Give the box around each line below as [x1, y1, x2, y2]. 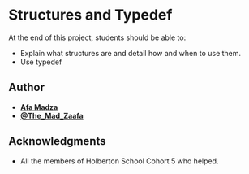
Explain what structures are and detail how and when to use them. [19, 48, 242, 58]
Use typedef [19, 57, 62, 67]
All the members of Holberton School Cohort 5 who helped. [19, 156, 219, 166]
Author [8, 80, 45, 94]
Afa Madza [19, 102, 58, 111]
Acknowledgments [8, 134, 107, 148]
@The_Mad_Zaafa [19, 111, 84, 120]
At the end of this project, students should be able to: [8, 33, 187, 42]
